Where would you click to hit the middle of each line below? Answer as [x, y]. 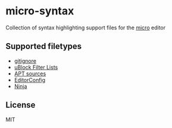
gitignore [25, 60]
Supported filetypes [44, 46]
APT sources [30, 74]
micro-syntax [40, 11]
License [21, 105]
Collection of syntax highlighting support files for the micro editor [86, 28]
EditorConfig [30, 80]
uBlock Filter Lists [36, 67]
